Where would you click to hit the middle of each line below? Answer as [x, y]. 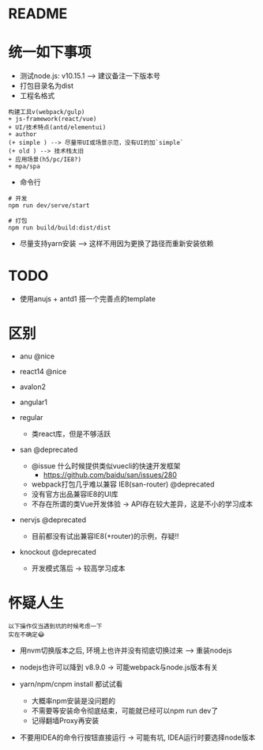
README [38, 14]
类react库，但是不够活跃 [71, 434]
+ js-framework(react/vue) [53, 119]
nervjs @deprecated [53, 520]
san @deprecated [49, 449]
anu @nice [37, 356]
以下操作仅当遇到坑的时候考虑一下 [55, 626]
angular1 [34, 402]
